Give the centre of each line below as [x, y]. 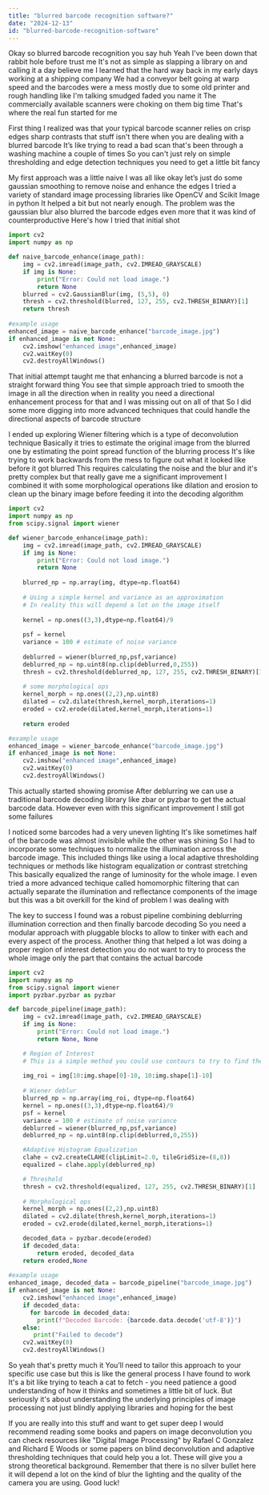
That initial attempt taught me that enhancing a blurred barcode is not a [126, 376]
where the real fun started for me [63, 113]
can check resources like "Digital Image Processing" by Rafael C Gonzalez [131, 1440]
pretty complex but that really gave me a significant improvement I [118, 477]
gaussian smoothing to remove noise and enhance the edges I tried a [122, 186]
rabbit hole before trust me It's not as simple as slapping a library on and [128, 62]
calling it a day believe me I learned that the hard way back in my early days [133, 70]
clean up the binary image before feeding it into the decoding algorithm [126, 494]
